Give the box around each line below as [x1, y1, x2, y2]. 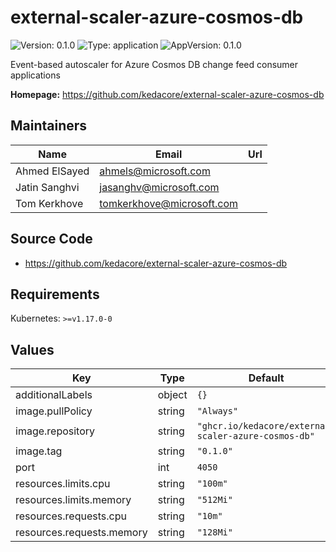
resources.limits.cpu [15, 477, 111, 491]
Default [248, 371, 285, 385]
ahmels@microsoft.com [99, 164, 211, 178]
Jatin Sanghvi [15, 180, 80, 194]
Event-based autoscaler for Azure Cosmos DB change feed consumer [10, 58, 299, 70]
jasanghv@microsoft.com [99, 180, 220, 194]
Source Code [10, 231, 93, 248]
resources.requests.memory [15, 526, 148, 540]
